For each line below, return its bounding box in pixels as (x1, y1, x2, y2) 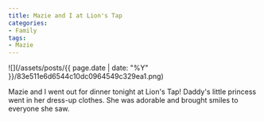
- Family (8, 26, 37, 34)
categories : (8, 19, 48, 27)
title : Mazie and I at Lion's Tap (8, 11, 123, 20)
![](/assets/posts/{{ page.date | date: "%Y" (8, 63, 149, 72)
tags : (8, 33, 26, 42)
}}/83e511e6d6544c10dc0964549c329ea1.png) (8, 72, 165, 81)
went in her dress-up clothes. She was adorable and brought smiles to (8, 96, 239, 105)
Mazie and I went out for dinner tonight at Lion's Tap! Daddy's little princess (8, 87, 257, 96)
